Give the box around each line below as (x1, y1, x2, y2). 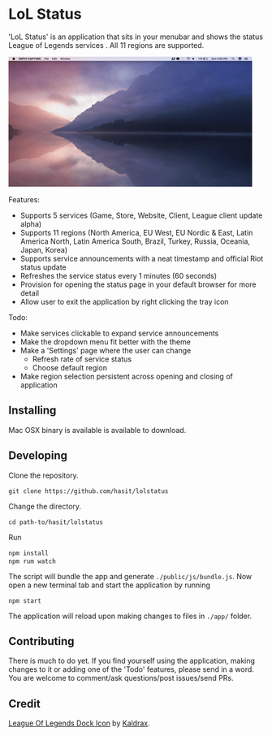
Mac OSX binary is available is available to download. (8, 425, 187, 435)
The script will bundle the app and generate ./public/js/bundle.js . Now (8, 571, 253, 581)
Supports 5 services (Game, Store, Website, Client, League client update (19, 210, 263, 220)
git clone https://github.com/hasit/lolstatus (8, 487, 169, 496)
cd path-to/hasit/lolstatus (8, 517, 104, 526)
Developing (8, 448, 67, 463)
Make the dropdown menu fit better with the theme (19, 336, 191, 346)
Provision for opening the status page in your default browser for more (19, 279, 257, 289)
